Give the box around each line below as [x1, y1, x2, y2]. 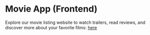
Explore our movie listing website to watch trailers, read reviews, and [5, 19, 146, 25]
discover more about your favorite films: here [5, 24, 98, 30]
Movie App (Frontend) [5, 3, 98, 15]
